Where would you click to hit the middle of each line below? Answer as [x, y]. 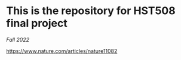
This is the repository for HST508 [91, 11]
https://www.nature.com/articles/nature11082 [62, 51]
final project [37, 23]
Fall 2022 [18, 39]
